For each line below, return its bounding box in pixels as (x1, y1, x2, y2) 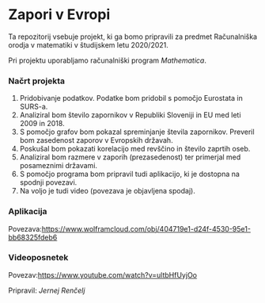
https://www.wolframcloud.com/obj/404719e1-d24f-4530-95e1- (41, 224, 252, 233)
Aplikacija (8, 206, 47, 217)
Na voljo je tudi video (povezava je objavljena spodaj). (19, 186, 195, 196)
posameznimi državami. (19, 161, 97, 171)
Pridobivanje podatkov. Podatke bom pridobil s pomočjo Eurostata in (19, 94, 243, 103)
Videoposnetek (8, 252, 69, 263)
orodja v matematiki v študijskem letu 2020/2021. (8, 40, 168, 49)
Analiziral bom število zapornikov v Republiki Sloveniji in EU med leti (19, 110, 241, 120)
